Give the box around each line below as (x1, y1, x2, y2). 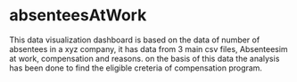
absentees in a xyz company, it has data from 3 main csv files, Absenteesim (9, 43, 288, 54)
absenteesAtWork (9, 5, 147, 26)
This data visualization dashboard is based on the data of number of (9, 34, 260, 45)
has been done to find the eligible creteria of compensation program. (9, 63, 263, 73)
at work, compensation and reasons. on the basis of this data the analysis (9, 53, 280, 63)
